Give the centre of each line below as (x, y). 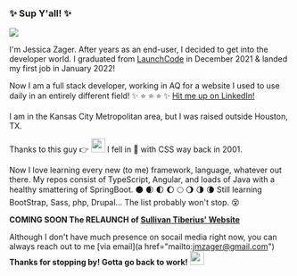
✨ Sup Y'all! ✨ (41, 13)
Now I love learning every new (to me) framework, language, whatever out (146, 170)
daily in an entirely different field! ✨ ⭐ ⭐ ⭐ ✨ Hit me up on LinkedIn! (132, 96)
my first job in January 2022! (62, 69)
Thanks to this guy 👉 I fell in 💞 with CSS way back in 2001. (126, 149)
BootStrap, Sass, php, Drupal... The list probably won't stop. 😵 (124, 203)
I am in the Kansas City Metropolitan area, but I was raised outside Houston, (148, 117)
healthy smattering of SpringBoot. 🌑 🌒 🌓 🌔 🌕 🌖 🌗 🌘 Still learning (136, 189)
